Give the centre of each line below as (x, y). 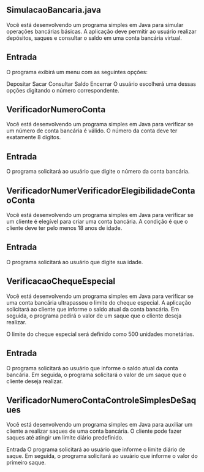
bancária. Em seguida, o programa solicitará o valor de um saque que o (96, 375)
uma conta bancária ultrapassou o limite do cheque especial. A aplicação (99, 302)
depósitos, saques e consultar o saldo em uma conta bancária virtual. (94, 38)
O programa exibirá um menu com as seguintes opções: (77, 72)
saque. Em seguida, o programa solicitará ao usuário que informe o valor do (102, 456)
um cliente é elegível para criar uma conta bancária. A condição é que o (97, 222)
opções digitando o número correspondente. (63, 90)
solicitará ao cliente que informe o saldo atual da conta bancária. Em (93, 309)
